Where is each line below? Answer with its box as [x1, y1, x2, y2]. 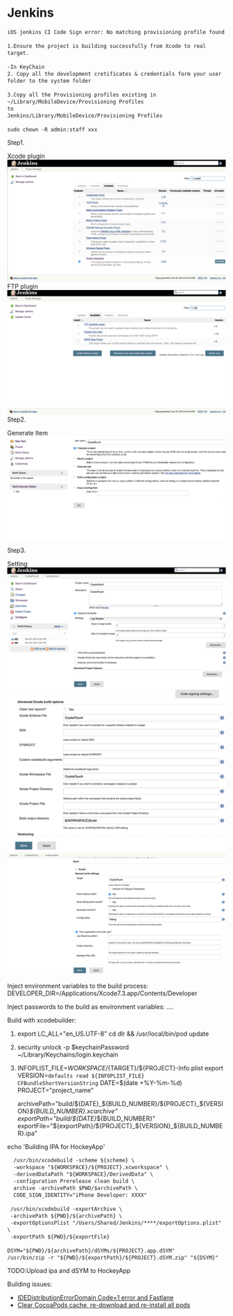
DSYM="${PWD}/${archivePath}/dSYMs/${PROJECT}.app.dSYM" [7, 1247, 175, 1255]
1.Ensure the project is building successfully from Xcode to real [7, 42, 207, 49]
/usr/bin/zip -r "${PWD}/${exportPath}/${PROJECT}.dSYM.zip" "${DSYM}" [7, 1254, 218, 1262]
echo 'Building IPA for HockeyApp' [7, 1143, 105, 1151]
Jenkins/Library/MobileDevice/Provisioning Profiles [7, 112, 163, 119]
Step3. [7, 546, 26, 554]
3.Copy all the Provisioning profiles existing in [7, 91, 157, 98]
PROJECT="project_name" [17, 1086, 94, 1095]
